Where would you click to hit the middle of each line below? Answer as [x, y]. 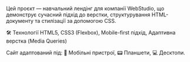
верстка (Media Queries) [37, 41]
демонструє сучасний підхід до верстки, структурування [78, 15]
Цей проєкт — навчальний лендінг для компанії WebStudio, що [85, 8]
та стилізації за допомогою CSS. [75, 21]
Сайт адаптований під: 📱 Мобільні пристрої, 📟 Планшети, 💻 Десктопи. [96, 53]
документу [20, 21]
